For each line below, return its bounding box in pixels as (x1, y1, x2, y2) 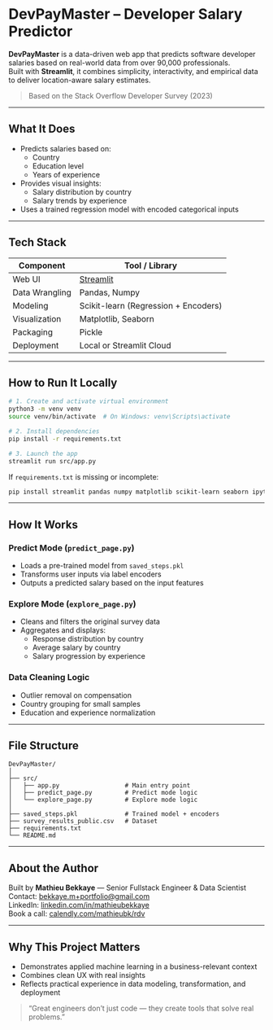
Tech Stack (8, 235, 67, 249)
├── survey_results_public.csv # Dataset (8, 817, 158, 826)
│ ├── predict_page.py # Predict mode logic (8, 789, 198, 797)
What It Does (8, 122, 76, 136)
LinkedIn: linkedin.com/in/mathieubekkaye (8, 901, 150, 910)
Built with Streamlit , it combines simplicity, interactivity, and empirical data (8, 66, 258, 76)
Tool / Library (124, 260, 177, 271)
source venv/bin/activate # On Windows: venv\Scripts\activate (8, 413, 231, 421)
